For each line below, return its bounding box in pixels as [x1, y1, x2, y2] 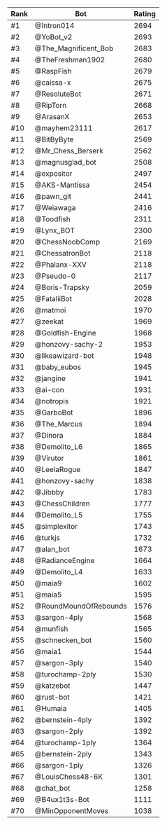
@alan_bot [34, 544, 70, 554]
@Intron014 [34, 21, 75, 30]
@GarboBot [34, 408, 73, 417]
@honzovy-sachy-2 [34, 340, 103, 349]
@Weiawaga [34, 203, 76, 212]
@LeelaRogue [34, 465, 81, 474]
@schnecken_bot [34, 635, 92, 645]
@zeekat [34, 317, 64, 326]
